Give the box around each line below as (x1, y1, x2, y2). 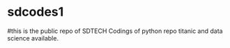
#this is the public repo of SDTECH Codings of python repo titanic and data (7, 27, 223, 35)
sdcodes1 (7, 4, 64, 20)
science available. (7, 34, 59, 42)
